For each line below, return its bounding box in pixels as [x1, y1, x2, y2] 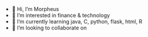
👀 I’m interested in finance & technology [11, 12, 110, 19]
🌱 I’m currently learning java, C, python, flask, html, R [11, 18, 143, 25]
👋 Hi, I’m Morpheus [11, 6, 60, 12]
